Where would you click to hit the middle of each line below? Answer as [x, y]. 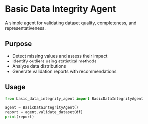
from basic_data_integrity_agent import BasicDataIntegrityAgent [74, 98]
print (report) [20, 117]
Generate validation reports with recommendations [64, 71]
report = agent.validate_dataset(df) [44, 112]
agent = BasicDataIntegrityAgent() [42, 108]
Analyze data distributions [39, 66]
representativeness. [26, 28]
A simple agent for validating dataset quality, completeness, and [71, 23]
